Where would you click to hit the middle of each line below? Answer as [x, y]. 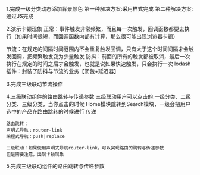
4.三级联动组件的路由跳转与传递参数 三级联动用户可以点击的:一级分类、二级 [99, 96]
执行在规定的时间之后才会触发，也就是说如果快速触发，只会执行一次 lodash [99, 64]
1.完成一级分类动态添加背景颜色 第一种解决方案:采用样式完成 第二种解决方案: [100, 9]
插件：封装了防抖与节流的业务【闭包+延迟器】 [63, 71]
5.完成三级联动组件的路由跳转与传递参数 [55, 166]
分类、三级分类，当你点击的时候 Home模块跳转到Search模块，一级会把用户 [99, 104]
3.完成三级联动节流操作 [35, 84]
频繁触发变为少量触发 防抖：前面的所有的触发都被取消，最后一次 [111, 56]
